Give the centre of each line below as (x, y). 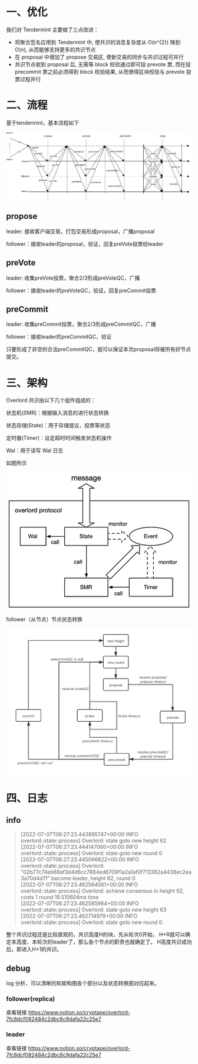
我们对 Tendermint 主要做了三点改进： (52, 30)
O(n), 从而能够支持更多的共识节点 (55, 49)
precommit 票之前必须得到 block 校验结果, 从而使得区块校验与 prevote (100, 72)
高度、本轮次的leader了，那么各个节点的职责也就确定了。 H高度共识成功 (104, 942)
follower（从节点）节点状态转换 (44, 619)
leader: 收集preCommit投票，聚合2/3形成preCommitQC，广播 (81, 324)
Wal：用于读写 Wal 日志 (35, 450)
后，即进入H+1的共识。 (34, 949)
